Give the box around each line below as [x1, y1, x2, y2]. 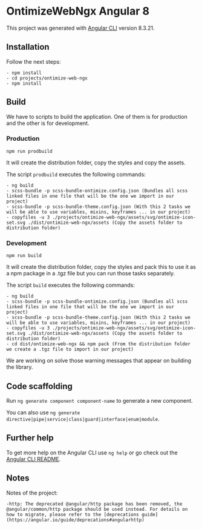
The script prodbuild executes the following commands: [6, 170, 146, 178]
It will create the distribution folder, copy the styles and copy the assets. [6, 159, 186, 166]
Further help [6, 433, 54, 443]
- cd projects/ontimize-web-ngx [6, 75, 88, 81]
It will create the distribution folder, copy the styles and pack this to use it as [6, 263, 197, 271]
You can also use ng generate [6, 408, 80, 416]
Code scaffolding [6, 381, 73, 391]
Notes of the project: [6, 489, 58, 496]
